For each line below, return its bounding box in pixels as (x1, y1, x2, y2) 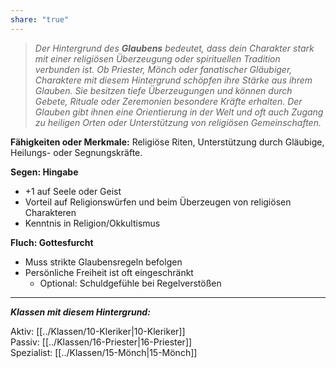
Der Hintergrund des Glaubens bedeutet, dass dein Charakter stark (34, 42, 315, 54)
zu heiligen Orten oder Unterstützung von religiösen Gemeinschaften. (34, 116, 322, 128)
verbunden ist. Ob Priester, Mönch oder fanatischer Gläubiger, (34, 63, 293, 75)
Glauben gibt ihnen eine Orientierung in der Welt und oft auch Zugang (34, 106, 324, 118)
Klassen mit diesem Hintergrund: (10, 306, 151, 318)
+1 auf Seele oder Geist (24, 185, 122, 197)
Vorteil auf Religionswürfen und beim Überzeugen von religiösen (24, 196, 292, 208)
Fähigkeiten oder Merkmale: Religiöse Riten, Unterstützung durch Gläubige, (10, 136, 325, 148)
